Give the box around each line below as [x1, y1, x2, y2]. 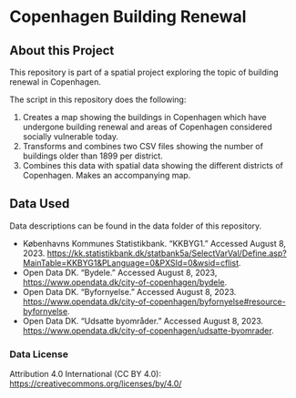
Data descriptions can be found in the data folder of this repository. [9, 220, 262, 231]
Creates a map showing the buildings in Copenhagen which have [22, 112, 267, 122]
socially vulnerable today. [22, 131, 119, 142]
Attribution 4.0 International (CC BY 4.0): [9, 369, 162, 380]
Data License [9, 348, 68, 361]
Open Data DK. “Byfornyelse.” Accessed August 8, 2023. [22, 286, 237, 297]
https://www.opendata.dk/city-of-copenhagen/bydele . [22, 276, 228, 288]
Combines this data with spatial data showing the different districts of [22, 160, 284, 170]
